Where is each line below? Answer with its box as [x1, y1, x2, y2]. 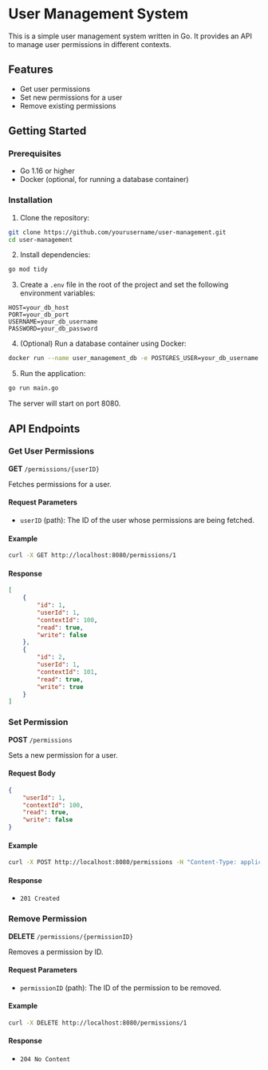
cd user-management [8, 236, 73, 244]
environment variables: [19, 288, 96, 298]
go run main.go [8, 384, 59, 392]
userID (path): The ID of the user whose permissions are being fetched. [19, 516, 255, 525]
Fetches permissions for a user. [8, 479, 112, 489]
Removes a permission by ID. [8, 947, 104, 957]
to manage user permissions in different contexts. [8, 39, 171, 49]
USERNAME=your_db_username [8, 318, 98, 326]
